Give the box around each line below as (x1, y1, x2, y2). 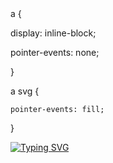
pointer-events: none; (10, 47, 100, 58)
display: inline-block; (10, 27, 97, 39)
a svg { (10, 85, 40, 97)
